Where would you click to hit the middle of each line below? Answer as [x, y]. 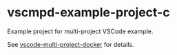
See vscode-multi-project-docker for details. [71, 44]
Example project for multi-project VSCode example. [80, 31]
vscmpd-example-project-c [88, 13]
